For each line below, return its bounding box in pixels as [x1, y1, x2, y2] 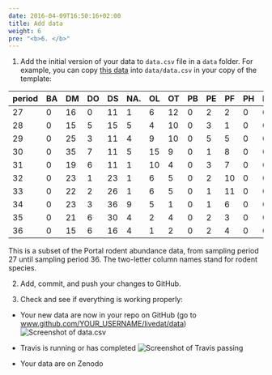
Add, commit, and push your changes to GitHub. [19, 279, 181, 288]
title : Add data [8, 19, 63, 28]
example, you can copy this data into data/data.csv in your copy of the [19, 66, 257, 75]
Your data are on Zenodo [19, 359, 104, 369]
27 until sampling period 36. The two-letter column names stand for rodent [8, 254, 257, 264]
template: [19, 74, 53, 83]
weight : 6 [8, 27, 42, 35]
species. [8, 263, 37, 273]
